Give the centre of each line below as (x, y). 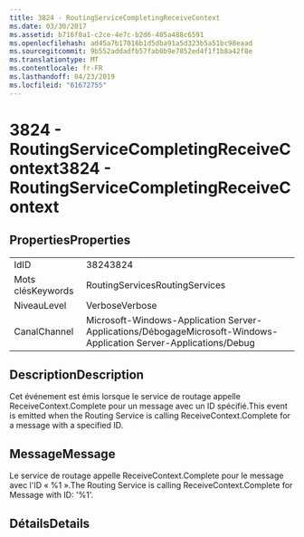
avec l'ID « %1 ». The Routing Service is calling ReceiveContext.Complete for (151, 485)
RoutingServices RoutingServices (156, 284)
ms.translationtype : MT (54, 60)
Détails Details (50, 523)
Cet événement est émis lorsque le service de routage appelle (125, 397)
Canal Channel (44, 331)
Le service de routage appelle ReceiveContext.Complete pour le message (147, 475)
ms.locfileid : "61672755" (58, 85)
